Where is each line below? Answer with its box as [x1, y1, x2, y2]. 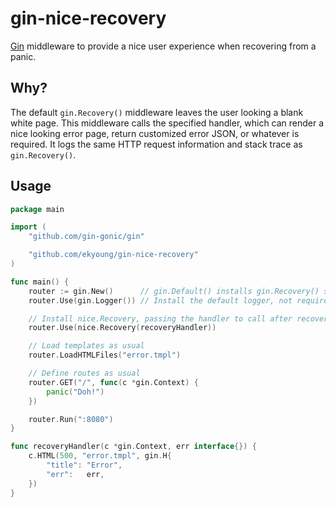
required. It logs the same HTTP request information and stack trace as [10, 138, 303, 150]
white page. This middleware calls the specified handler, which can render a [10, 117, 325, 129]
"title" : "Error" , [46, 460, 123, 471]
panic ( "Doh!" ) [46, 387, 105, 397]
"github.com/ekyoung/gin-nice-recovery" [28, 250, 199, 260]
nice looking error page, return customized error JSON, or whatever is [10, 127, 300, 139]
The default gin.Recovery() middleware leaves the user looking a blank [10, 106, 304, 118]
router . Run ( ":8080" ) [28, 414, 114, 424]
